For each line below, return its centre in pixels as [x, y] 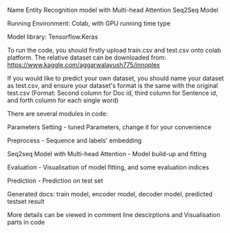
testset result [26, 201]
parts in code [26, 222]
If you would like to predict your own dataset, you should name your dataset [115, 78]
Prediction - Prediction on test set [55, 180]
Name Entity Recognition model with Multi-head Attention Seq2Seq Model [113, 10]
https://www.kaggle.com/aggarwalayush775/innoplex [84, 65]
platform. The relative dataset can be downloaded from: [87, 57]
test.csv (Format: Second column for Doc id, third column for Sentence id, [113, 93]
